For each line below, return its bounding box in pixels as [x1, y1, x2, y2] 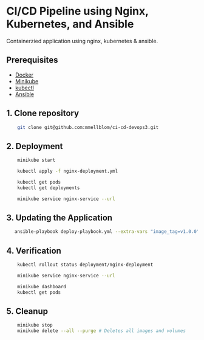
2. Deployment [6, 141, 63, 151]
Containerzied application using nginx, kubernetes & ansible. [6, 37, 158, 44]
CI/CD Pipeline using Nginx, [6, 4, 149, 18]
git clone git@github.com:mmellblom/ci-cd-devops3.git [17, 124, 159, 130]
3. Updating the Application [6, 213, 113, 223]
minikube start [17, 157, 56, 164]
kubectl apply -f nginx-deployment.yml [17, 168, 118, 175]
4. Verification [6, 245, 62, 256]
